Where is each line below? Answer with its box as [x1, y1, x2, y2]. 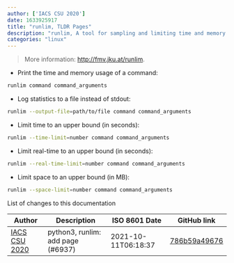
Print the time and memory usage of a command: [17, 69, 158, 77]
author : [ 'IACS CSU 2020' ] [7, 10, 86, 17]
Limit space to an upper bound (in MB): [17, 173, 130, 181]
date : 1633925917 [7, 17, 58, 24]
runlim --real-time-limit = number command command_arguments [7, 160, 186, 167]
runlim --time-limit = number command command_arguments [7, 134, 170, 141]
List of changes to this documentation [7, 199, 116, 207]
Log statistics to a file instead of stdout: [17, 95, 131, 103]
